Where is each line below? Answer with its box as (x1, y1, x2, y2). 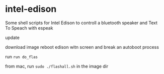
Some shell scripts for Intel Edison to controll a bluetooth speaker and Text (5, 20, 158, 26)
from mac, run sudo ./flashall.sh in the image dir (5, 63, 108, 69)
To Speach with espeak (5, 25, 53, 31)
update (5, 35, 20, 40)
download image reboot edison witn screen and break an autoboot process (5, 44, 159, 50)
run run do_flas (5, 53, 38, 60)
